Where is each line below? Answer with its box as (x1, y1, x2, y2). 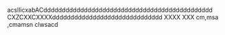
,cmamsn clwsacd (7, 21, 58, 28)
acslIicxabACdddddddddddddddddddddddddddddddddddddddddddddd (7, 6, 213, 14)
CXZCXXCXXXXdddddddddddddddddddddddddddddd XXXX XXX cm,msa (7, 13, 219, 21)
